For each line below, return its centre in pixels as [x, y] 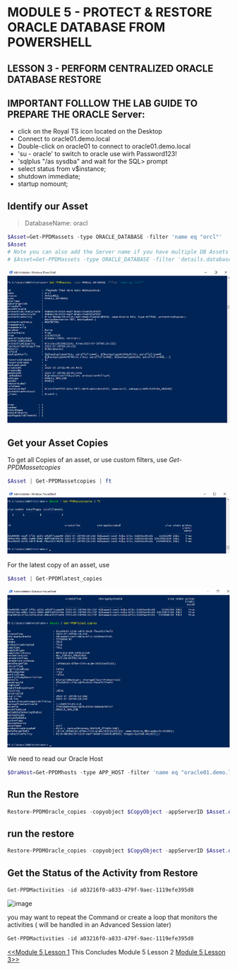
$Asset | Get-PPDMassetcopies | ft [60, 481]
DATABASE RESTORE [54, 79]
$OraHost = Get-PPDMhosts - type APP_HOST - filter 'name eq [93, 773]
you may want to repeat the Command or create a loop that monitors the [112, 917]
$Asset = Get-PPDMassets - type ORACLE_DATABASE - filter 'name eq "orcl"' [115, 237]
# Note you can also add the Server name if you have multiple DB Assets [118, 252]
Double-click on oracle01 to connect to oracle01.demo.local [104, 146]
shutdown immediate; [49, 177]
